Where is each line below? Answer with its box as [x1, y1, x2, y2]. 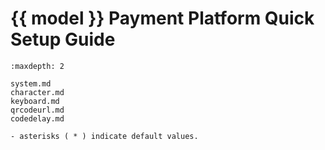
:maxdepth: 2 [10, 61, 65, 71]
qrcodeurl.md [10, 105, 65, 115]
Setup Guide [10, 28, 116, 51]
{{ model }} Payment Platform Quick [10, 7, 315, 30]
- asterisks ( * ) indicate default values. [10, 131, 199, 141]
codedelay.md [10, 113, 65, 124]
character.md [10, 87, 65, 97]
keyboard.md [10, 96, 60, 106]
